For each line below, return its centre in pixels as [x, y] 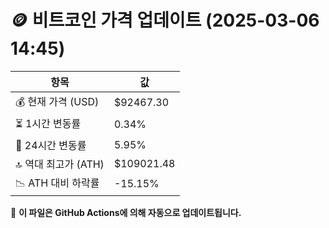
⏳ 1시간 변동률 [48, 123]
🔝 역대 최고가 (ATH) [60, 164]
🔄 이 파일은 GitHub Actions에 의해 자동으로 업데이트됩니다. [126, 212]
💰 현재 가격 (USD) [57, 101]
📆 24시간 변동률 [51, 145]
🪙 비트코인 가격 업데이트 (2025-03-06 [165, 20]
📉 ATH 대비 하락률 [57, 183]
